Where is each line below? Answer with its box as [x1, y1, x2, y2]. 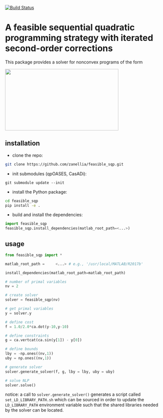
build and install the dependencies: [12, 212, 83, 218]
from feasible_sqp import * [5, 253, 63, 257]
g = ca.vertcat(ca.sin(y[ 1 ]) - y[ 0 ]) [5, 338, 82, 343]
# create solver [5, 293, 38, 298]
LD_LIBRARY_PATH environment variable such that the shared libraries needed [5, 402, 159, 408]
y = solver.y [5, 311, 32, 316]
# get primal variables [5, 306, 54, 311]
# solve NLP [5, 378, 29, 383]
